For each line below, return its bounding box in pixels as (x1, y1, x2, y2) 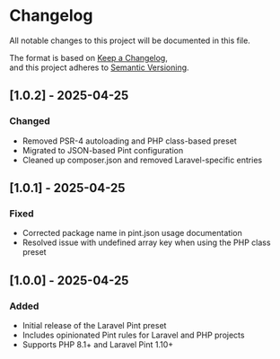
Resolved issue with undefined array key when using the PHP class (22, 237, 271, 248)
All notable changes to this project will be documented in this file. (9, 35, 251, 46)
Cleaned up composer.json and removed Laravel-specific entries (22, 154, 263, 165)
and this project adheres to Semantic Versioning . (9, 62, 190, 73)
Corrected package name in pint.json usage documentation (22, 228, 242, 239)
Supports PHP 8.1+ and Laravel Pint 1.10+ (22, 339, 174, 350)
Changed (9, 115, 51, 127)
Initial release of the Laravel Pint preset (22, 320, 167, 330)
